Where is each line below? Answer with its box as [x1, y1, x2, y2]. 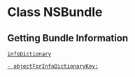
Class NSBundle [7, 4, 103, 20]
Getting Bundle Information [7, 32, 129, 44]
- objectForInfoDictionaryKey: [7, 63, 99, 70]
